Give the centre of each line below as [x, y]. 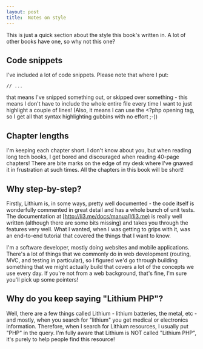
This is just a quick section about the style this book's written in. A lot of [96, 35]
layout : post [23, 12]
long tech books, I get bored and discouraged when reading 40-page [93, 157]
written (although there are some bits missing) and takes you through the [97, 223]
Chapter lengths [38, 136]
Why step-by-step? [44, 189]
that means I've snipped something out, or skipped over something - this [97, 97]
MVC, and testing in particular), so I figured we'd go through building [92, 260]
